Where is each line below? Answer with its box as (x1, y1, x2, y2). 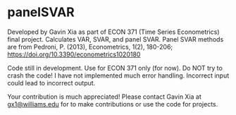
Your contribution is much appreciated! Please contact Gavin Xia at (7, 92, 202, 101)
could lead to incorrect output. (7, 78, 96, 87)
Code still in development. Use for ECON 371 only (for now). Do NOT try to (7, 63, 223, 72)
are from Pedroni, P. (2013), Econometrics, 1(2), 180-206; (7, 42, 173, 51)
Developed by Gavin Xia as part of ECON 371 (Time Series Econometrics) (7, 28, 220, 36)
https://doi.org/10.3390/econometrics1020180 (7, 50, 141, 59)
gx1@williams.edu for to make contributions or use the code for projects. (7, 99, 218, 108)
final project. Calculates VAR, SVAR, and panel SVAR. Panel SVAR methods (7, 35, 224, 43)
